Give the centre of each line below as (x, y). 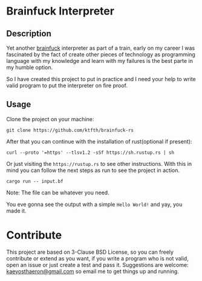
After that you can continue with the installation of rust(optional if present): (99, 141)
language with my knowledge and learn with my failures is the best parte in (100, 61)
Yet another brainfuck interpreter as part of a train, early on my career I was (101, 48)
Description (29, 34)
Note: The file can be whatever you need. (58, 193)
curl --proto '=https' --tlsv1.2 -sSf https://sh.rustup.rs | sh (90, 153)
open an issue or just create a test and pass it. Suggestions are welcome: (97, 265)
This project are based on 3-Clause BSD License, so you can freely (90, 252)
